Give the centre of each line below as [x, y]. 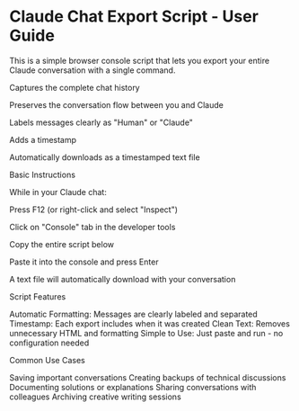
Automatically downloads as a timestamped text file [105, 157]
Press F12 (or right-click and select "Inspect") [93, 210]
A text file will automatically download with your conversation [123, 279]
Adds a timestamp [43, 139]
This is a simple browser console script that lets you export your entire [140, 60]
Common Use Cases [47, 360]
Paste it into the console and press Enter [84, 262]
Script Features [38, 296]
